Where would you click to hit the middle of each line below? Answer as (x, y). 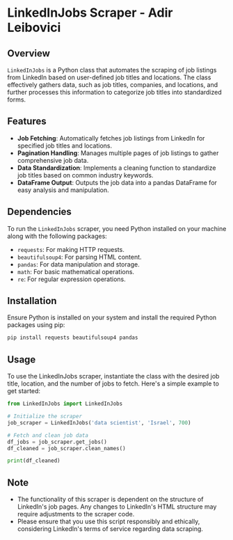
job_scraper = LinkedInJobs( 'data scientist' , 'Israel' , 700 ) (99, 422)
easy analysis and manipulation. (63, 190)
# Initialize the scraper (45, 416)
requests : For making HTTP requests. (71, 249)
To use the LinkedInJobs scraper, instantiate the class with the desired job (113, 376)
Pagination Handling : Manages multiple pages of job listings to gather (118, 153)
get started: (24, 391)
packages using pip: (36, 325)
